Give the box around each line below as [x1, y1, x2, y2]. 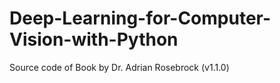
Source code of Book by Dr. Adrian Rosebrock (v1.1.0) [9, 61, 230, 73]
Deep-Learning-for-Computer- [9, 7, 272, 30]
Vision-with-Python [9, 28, 179, 51]
